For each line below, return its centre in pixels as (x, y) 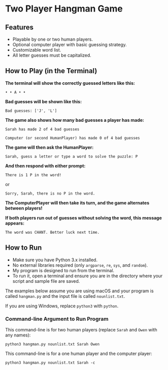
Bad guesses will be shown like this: (43, 101)
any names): (18, 335)
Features (19, 27)
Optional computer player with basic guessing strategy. (69, 45)
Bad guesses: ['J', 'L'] (31, 111)
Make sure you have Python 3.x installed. (55, 260)
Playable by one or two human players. (53, 39)
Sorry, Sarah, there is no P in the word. (50, 194)
